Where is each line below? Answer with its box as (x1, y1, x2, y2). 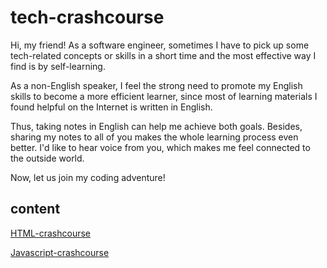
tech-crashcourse (10, 6, 165, 29)
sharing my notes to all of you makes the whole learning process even (10, 131, 299, 143)
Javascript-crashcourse (10, 246, 110, 258)
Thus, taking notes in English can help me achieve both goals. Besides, (10, 120, 303, 132)
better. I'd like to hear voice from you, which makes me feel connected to (10, 141, 311, 153)
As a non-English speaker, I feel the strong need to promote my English (10, 79, 303, 91)
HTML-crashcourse (10, 227, 92, 239)
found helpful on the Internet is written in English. (10, 101, 213, 113)
